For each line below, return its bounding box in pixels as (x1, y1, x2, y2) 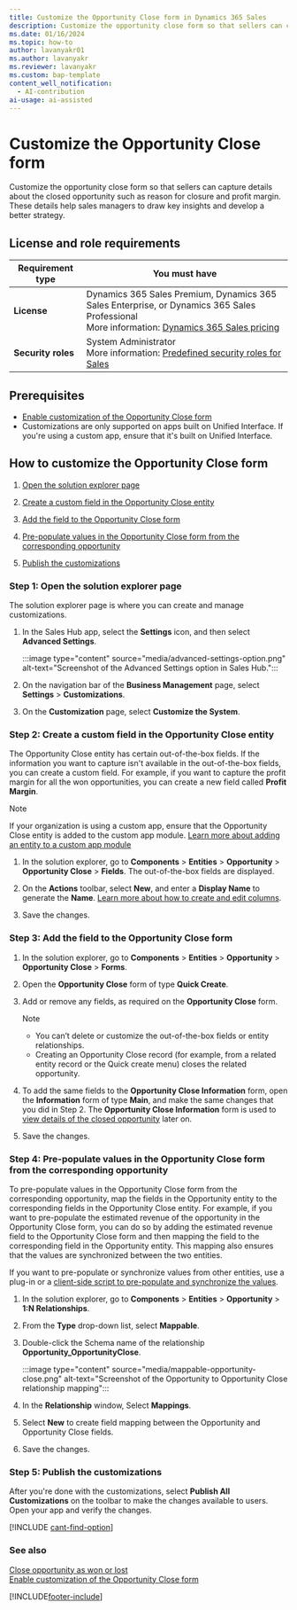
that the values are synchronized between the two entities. (9, 1249, 223, 1260)
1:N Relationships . (21, 1302, 90, 1313)
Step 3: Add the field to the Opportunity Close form (9, 932, 232, 944)
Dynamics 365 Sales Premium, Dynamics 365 (86, 288, 277, 301)
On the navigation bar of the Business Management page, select (21, 680, 260, 691)
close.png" (21, 1373, 63, 1384)
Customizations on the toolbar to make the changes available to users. (9, 1496, 269, 1506)
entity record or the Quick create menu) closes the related (34, 1059, 247, 1069)
